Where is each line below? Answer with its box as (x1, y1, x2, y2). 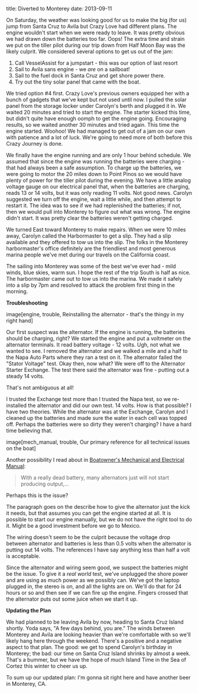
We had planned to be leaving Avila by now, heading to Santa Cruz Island (6, 618, 184, 625)
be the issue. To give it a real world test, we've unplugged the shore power (6, 570, 188, 577)
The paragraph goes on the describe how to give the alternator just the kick (6, 503, 190, 510)
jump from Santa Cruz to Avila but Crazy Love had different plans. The (6, 23, 177, 30)
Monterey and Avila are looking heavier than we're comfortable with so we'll (6, 631, 191, 638)
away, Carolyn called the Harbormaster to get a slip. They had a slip (6, 232, 171, 239)
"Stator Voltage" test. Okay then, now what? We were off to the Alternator (6, 360, 186, 367)
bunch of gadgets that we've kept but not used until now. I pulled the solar (6, 96, 187, 103)
